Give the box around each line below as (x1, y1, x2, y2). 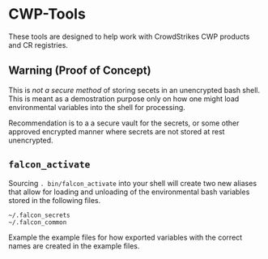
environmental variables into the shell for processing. (8, 102, 186, 112)
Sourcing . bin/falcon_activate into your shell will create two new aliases (8, 178, 257, 188)
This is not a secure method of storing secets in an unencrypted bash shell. (8, 85, 261, 95)
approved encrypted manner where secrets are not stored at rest (8, 126, 225, 136)
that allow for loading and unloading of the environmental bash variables (8, 187, 250, 197)
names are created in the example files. (8, 240, 140, 251)
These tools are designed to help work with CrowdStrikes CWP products (8, 32, 250, 41)
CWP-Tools (8, 5, 87, 23)
